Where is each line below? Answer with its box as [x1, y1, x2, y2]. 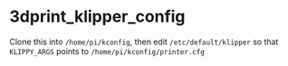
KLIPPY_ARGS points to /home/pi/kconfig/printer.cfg [9, 45, 206, 56]
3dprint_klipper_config [9, 6, 186, 27]
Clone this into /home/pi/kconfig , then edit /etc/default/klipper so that [9, 36, 279, 47]
